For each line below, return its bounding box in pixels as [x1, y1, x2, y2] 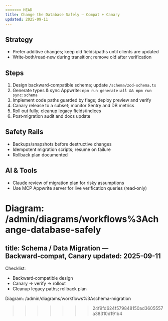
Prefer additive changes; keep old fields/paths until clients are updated [12, 49, 159, 55]
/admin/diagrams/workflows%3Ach [5, 213, 159, 224]
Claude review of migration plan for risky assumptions [12, 180, 124, 186]
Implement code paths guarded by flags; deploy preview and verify [12, 97, 151, 103]
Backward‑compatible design [12, 275, 74, 281]
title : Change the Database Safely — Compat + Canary [5, 12, 120, 17]
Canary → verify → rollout [12, 280, 66, 286]
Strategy [5, 35, 33, 44]
